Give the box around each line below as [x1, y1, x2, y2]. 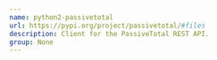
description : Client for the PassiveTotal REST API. [9, 29, 210, 38]
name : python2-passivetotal [9, 12, 114, 22]
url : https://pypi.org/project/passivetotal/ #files [9, 21, 205, 30]
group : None [9, 37, 54, 47]
